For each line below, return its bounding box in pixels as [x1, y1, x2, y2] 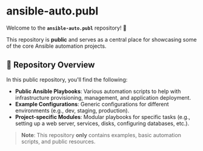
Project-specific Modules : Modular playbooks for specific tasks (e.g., [15, 113, 191, 120]
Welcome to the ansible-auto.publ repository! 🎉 [6, 24, 127, 31]
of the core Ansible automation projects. [6, 42, 107, 50]
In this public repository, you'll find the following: [6, 75, 128, 83]
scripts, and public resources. [21, 138, 96, 145]
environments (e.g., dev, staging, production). [15, 107, 130, 114]
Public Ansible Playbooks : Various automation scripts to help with [15, 88, 181, 95]
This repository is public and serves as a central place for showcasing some [6, 36, 197, 43]
